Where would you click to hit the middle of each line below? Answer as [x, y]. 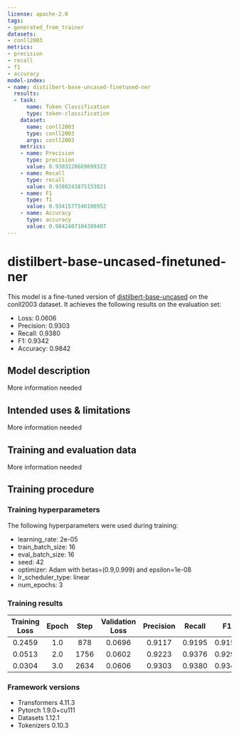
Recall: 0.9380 [39, 333]
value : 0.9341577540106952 [66, 207]
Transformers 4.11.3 [46, 703]
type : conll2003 [50, 133]
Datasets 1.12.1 [38, 718]
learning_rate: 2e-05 [48, 539]
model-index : [27, 80]
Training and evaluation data [72, 450]
